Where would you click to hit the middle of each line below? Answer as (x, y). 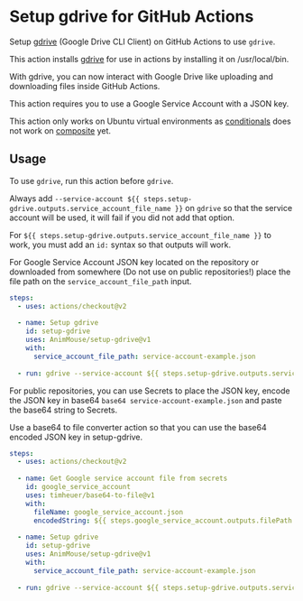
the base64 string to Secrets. (64, 410)
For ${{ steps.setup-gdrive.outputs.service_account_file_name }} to (141, 235)
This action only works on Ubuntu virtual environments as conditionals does (150, 121)
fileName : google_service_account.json (108, 512)
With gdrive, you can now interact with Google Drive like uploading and (141, 76)
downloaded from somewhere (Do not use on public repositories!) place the (150, 272)
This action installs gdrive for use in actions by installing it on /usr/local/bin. (149, 59)
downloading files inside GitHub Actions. (85, 86)
